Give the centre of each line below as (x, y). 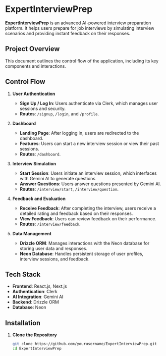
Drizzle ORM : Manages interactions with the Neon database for (84, 243)
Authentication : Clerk (35, 292)
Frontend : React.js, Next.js (40, 286)
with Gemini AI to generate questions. (58, 178)
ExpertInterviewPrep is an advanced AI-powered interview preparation (78, 23)
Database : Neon (29, 307)
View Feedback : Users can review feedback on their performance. (88, 218)
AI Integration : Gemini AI (38, 297)
